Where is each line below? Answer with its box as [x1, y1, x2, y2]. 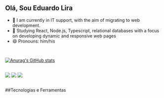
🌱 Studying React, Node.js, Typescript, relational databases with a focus [12, 27, 160, 34]
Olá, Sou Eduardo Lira [5, 4, 73, 12]
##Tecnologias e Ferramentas [5, 87, 66, 93]
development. [12, 22, 41, 28]
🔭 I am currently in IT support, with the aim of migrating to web [12, 17, 140, 23]
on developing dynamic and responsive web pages [12, 33, 116, 39]
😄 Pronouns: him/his [12, 38, 55, 44]
